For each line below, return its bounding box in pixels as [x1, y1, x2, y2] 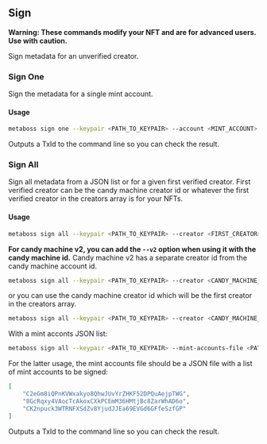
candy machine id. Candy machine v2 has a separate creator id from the [8, 253, 248, 262]
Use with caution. [8, 36, 68, 45]
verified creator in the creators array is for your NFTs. [8, 194, 184, 203]
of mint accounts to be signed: [8, 367, 109, 376]
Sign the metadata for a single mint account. [8, 89, 153, 98]
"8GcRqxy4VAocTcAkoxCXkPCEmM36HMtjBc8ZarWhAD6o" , [22, 397, 191, 405]
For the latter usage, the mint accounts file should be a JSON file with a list [8, 359, 253, 369]
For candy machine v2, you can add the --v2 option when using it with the [8, 244, 257, 253]
